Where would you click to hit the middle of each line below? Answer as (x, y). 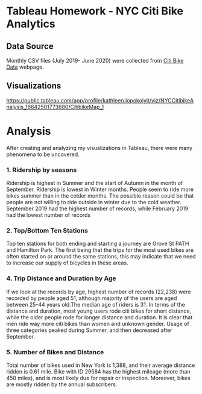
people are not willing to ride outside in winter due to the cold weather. (94, 202)
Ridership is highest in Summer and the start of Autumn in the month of (95, 183)
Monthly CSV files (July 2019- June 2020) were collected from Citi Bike (95, 61)
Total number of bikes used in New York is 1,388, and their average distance (101, 365)
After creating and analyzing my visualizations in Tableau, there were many (99, 148)
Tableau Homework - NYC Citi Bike (95, 11)
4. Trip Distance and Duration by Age (61, 278)
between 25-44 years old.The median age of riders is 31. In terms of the (96, 304)
